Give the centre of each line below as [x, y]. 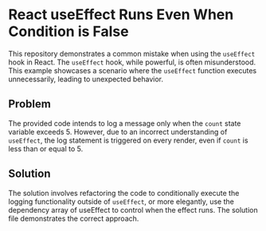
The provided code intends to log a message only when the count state [125, 123]
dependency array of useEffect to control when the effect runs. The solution [133, 209]
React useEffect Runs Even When [121, 15]
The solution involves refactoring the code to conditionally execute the [124, 193]
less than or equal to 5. [46, 148]
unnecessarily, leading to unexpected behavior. [86, 79]
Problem [30, 104]
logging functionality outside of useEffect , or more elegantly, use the [121, 202]
